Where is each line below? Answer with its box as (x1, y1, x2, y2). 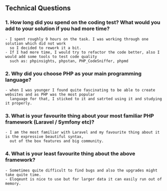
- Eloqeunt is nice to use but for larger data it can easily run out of (5, 176, 162, 181)
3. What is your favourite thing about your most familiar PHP (5, 112, 154, 119)
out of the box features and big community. (9, 138, 104, 144)
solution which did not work (5, 41, 66, 46)
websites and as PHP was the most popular (5, 92, 95, 97)
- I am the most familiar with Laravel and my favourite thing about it (5, 130, 160, 135)
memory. (5, 181, 21, 186)
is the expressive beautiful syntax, (5, 134, 84, 139)
